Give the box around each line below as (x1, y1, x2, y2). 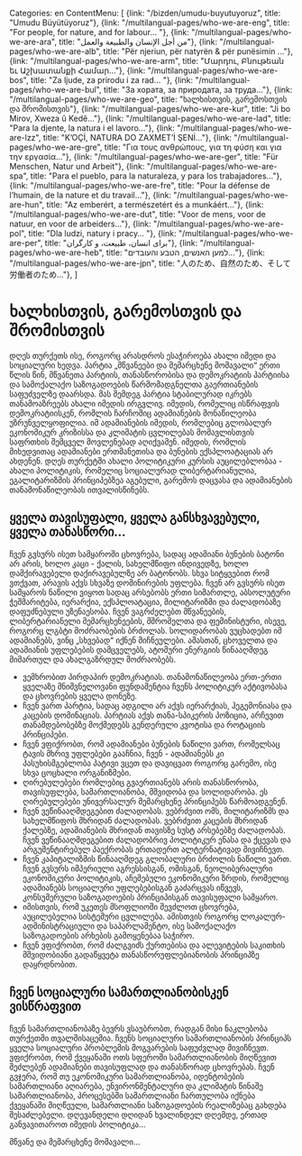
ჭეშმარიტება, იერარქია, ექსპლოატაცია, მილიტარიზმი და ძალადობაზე (9, 596, 281, 607)
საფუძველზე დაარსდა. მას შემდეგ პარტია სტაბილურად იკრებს (9, 388, 252, 399)
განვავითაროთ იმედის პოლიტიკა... (9, 1118, 146, 1130)
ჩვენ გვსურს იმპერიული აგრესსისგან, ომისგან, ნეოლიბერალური (22, 863, 273, 874)
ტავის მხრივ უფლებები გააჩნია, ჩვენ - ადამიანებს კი (22, 748, 224, 758)
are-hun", (9, 199, 45, 210)
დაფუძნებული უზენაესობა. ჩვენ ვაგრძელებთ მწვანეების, (9, 606, 227, 617)
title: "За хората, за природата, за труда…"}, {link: (103, 85, 293, 95)
